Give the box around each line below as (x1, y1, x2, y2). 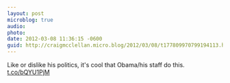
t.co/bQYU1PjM (7, 68, 50, 76)
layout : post (7, 10, 44, 17)
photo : (7, 29, 26, 36)
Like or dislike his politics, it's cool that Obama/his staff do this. (7, 61, 185, 69)
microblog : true (7, 16, 53, 23)
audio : (7, 23, 26, 29)
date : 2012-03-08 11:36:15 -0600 (7, 36, 103, 43)
